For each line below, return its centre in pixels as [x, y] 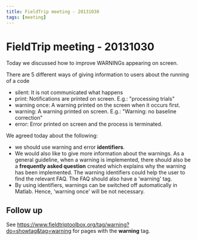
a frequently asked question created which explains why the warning [100, 166]
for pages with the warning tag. [111, 231]
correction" [29, 118]
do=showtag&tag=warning [39, 231]
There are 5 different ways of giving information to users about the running [98, 74]
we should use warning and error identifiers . [70, 147]
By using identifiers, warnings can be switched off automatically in [96, 185]
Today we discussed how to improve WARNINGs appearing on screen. [92, 63]
